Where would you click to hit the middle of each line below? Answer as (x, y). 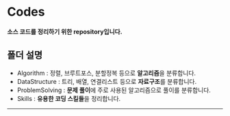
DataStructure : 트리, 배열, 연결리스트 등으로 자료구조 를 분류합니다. (107, 81)
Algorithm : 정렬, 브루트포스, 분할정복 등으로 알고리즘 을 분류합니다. (106, 73)
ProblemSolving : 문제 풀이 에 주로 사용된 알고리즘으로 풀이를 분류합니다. (114, 90)
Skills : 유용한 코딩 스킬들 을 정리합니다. (69, 98)
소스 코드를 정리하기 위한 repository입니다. (65, 31)
